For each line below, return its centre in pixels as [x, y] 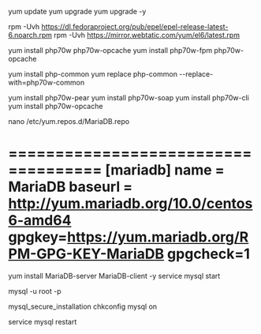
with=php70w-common [47, 83]
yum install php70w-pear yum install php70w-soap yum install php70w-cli [129, 98]
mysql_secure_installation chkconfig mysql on [83, 306]
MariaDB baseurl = [71, 187]
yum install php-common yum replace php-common [93, 74]
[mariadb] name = [165, 170]
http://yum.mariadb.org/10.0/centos [130, 204]
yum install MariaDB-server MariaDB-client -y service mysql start [114, 276]
